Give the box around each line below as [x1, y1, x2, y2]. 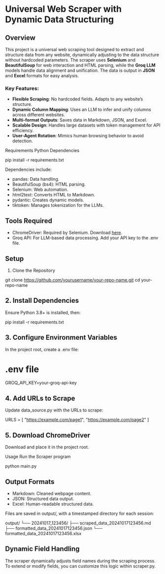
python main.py [5, 463, 37, 469]
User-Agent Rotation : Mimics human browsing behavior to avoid [12, 133, 144, 139]
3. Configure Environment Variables [5, 333, 117, 342]
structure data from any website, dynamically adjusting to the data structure [5, 52, 159, 58]
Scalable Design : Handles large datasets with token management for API [12, 122, 161, 128]
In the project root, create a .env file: [5, 346, 79, 352]
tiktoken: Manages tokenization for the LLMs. [12, 202, 104, 208]
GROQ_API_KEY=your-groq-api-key [5, 380, 77, 386]
